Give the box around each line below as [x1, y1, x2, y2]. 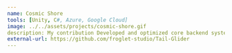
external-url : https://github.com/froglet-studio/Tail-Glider [7, 36, 190, 43]
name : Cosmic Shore [7, 10, 64, 17]
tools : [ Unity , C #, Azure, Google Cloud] [7, 17, 128, 23]
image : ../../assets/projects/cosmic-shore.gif [7, 23, 147, 30]
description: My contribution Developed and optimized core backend [7, 29, 209, 36]
